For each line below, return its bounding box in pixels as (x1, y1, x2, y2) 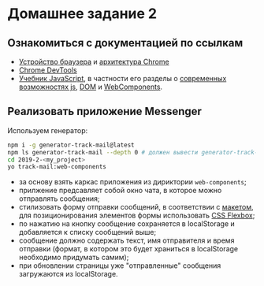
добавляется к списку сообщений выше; (18, 228, 157, 237)
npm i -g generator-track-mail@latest (7, 141, 135, 149)
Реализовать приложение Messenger (7, 105, 203, 118)
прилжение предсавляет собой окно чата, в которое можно (18, 186, 222, 195)
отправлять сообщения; (18, 194, 100, 203)
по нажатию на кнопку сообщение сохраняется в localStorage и (18, 219, 236, 228)
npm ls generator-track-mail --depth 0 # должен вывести (7, 148, 199, 156)
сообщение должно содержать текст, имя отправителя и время (18, 236, 235, 245)
